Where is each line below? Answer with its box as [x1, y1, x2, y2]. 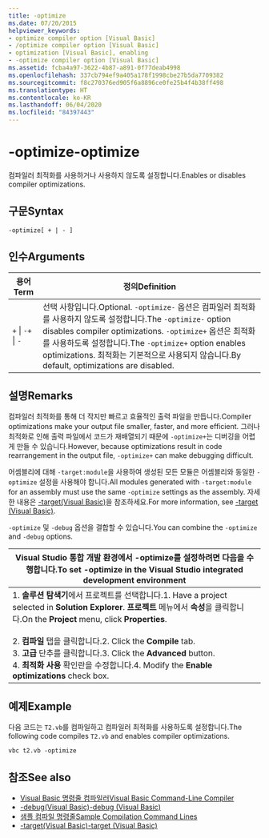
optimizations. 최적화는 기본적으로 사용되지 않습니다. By [42, 349, 242, 360]
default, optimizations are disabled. [42, 359, 175, 371]
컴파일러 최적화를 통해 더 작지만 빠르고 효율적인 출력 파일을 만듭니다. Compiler [8, 411, 252, 421]
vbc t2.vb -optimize [8, 747, 78, 755]
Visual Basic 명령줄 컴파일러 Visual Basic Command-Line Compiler [19, 793, 235, 803]
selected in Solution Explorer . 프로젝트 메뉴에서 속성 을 [12, 602, 213, 613]
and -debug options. [8, 531, 74, 541]
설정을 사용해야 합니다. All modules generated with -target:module [38, 477, 252, 487]
